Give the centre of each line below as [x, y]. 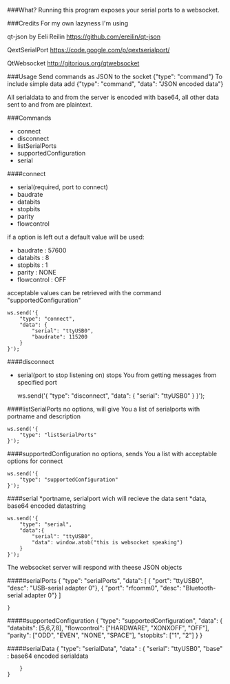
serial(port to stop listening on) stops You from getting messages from [117, 375]
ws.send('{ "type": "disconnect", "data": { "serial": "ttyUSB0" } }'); [111, 396]
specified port [37, 382]
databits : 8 [33, 258]
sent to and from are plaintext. [50, 105]
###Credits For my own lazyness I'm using [68, 23]
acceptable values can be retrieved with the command [84, 293]
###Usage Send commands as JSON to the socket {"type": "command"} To [115, 76]
